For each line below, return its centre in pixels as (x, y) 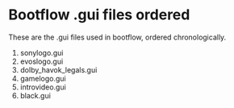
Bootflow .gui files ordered (99, 15)
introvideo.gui (43, 87)
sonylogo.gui (42, 52)
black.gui (35, 95)
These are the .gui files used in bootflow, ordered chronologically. (117, 37)
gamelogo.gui (43, 78)
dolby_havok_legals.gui (58, 69)
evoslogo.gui (42, 61)
